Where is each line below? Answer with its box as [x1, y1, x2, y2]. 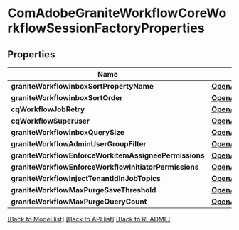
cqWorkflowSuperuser [11, 116, 90, 126]
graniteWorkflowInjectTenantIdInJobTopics [11, 174, 161, 183]
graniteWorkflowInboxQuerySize [11, 128, 124, 137]
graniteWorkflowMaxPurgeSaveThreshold [11, 185, 156, 195]
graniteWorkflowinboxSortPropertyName [11, 82, 154, 91]
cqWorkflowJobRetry [11, 104, 85, 114]
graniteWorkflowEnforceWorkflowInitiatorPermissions [11, 162, 199, 172]
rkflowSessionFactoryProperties [7, 20, 205, 36]
